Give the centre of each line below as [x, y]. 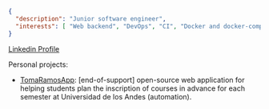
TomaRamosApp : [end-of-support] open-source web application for [132, 80]
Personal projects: [38, 64]
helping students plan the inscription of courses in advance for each [132, 88]
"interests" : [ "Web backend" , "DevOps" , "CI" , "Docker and [118, 26]
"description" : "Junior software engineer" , [91, 19]
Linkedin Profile [34, 49]
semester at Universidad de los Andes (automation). [106, 96]
